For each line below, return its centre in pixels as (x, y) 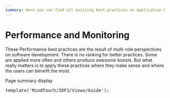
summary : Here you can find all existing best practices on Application (83, 10)
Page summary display (29, 80)
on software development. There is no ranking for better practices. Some (81, 54)
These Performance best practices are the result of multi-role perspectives (83, 49)
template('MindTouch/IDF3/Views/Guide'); (57, 90)
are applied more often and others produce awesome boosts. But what (79, 60)
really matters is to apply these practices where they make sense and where (85, 65)
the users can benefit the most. (38, 71)
